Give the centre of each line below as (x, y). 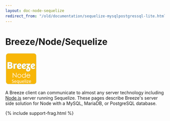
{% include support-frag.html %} (40, 113)
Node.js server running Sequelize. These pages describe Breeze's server (81, 98)
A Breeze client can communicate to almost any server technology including (85, 93)
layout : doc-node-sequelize (35, 11)
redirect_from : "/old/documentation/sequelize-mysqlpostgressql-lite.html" (87, 16)
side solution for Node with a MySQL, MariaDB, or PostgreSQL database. (81, 103)
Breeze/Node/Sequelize (56, 42)
